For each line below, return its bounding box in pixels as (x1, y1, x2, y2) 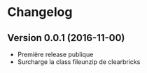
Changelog (7, 4, 73, 20)
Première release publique (17, 50, 94, 58)
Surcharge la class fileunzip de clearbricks (17, 58, 141, 66)
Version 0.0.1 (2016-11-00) (7, 32, 125, 44)
